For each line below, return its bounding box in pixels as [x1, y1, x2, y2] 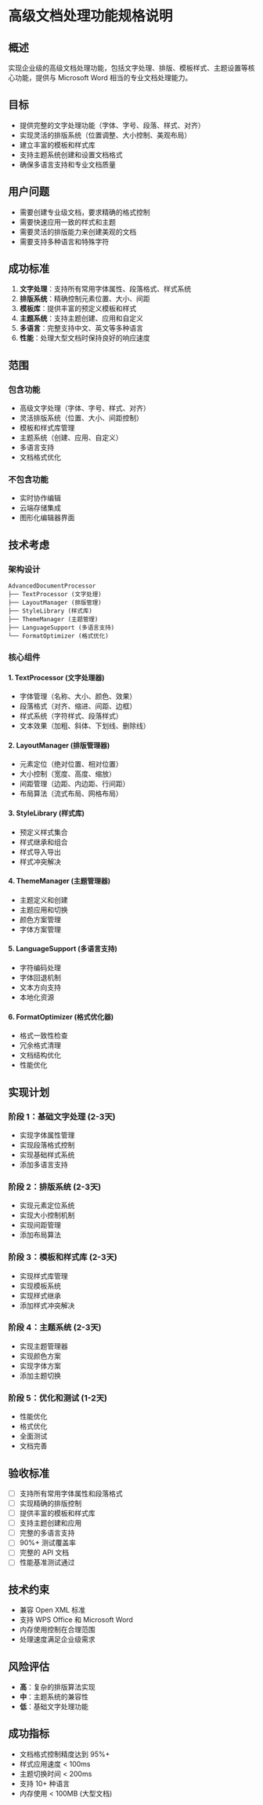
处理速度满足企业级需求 [19, 1635, 95, 1644]
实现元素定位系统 [19, 1201, 75, 1210]
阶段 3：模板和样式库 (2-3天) [8, 1252, 117, 1263]
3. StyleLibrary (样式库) [8, 808, 85, 818]
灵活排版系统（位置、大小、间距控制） [19, 413, 143, 423]
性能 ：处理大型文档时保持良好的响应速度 [19, 333, 150, 342]
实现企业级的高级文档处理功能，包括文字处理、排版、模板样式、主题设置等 [8, 64, 248, 72]
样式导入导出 [19, 847, 61, 856]
